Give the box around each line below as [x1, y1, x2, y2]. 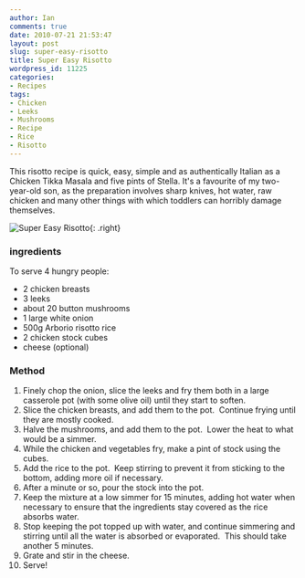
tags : [9, 89, 30, 99]
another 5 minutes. [22, 541, 94, 552]
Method [9, 364, 46, 377]
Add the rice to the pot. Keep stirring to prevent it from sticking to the [22, 463, 286, 474]
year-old [9, 184, 42, 196]
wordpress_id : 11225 [9, 65, 89, 74]
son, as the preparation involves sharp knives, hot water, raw [43, 184, 272, 196]
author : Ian [9, 13, 55, 23]
